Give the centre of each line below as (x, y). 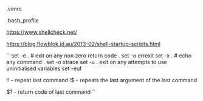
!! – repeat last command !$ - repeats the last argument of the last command (102, 80)
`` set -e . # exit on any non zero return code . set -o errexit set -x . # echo (99, 56)
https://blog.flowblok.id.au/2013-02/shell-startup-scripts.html (84, 44)
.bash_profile (23, 20)
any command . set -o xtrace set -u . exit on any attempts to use (87, 62)
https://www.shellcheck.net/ (42, 32)
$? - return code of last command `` (51, 92)
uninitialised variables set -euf (44, 68)
